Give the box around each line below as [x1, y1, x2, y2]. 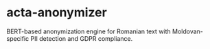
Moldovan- [172, 27, 204, 35]
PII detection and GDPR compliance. [30, 34, 133, 42]
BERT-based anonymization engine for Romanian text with [6, 27, 171, 35]
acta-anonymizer [6, 5, 107, 20]
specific [6, 34, 30, 42]
